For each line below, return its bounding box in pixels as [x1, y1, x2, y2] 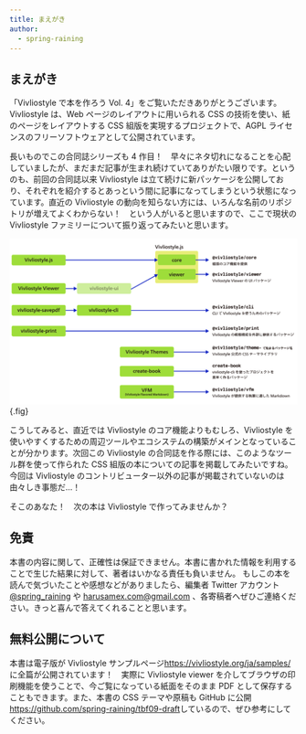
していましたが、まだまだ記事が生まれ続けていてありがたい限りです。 [9, 163, 272, 174]
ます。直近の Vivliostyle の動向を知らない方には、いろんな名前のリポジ [25, 197, 292, 207]
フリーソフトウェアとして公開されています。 [33, 132, 201, 143]
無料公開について [9, 632, 106, 647]
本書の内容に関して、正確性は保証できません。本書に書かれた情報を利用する [9, 556, 297, 567]
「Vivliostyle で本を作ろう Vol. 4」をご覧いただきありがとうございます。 [9, 97, 282, 109]
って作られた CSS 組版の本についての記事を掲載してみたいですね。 [40, 459, 294, 470]
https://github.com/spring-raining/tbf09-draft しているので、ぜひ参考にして [9, 703, 291, 714]
